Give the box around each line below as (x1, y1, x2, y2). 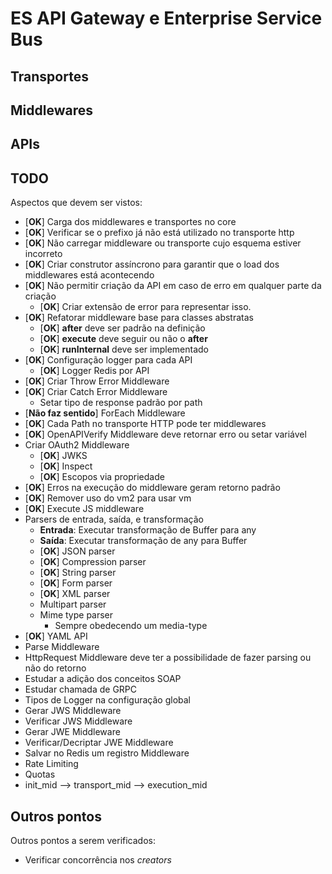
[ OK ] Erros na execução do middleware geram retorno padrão (24, 482, 281, 494)
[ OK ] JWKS (39, 450, 88, 462)
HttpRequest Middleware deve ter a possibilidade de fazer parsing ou (24, 652, 312, 664)
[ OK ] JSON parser (39, 545, 116, 557)
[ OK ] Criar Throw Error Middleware (24, 375, 170, 387)
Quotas (24, 768, 56, 781)
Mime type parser (39, 609, 114, 621)
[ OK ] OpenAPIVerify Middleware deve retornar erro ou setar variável (24, 428, 307, 441)
